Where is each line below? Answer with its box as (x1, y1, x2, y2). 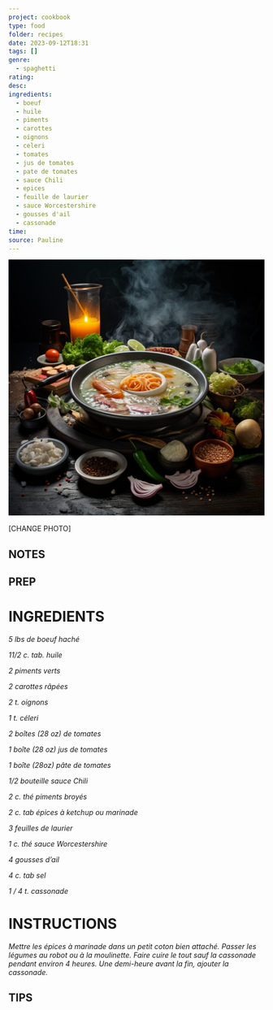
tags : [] (8, 47, 38, 56)
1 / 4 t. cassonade (8, 886, 69, 896)
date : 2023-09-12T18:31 (8, 39, 89, 47)
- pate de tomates (15, 167, 79, 176)
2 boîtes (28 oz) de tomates (8, 729, 102, 739)
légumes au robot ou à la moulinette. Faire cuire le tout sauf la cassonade (8, 951, 257, 960)
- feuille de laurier (15, 193, 89, 202)
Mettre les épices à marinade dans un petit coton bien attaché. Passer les (8, 942, 257, 951)
